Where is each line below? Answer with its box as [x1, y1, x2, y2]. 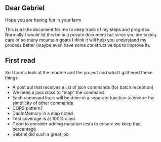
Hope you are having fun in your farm [5, 17, 81, 23]
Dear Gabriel [5, 4, 45, 12]
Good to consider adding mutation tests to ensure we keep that [12, 120, 141, 127]
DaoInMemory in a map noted [12, 110, 73, 116]
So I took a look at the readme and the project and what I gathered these [5, 69, 153, 75]
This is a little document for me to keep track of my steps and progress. [5, 27, 151, 32]
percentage [12, 126, 36, 132]
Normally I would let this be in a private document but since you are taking [5, 31, 157, 37]
